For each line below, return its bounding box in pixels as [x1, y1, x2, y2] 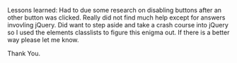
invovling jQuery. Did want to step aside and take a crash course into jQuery [7, 21, 229, 29]
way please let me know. [7, 36, 79, 44]
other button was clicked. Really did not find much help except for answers [7, 13, 226, 22]
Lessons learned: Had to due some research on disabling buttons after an [7, 6, 221, 14]
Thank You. [7, 49, 41, 57]
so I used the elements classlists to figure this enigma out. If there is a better [7, 28, 230, 36]
